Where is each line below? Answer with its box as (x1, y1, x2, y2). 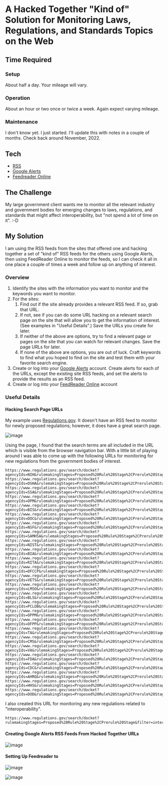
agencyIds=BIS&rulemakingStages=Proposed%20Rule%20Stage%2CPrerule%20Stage (5, 507, 166, 512)
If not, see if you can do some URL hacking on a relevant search (19, 312, 152, 318)
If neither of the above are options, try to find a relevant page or (19, 333, 151, 339)
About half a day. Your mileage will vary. (5, 82, 88, 88)
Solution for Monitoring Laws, (5, 14, 131, 26)
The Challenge (5, 188, 52, 197)
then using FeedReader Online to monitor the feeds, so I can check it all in (5, 256, 157, 262)
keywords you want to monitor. (12, 291, 76, 297)
